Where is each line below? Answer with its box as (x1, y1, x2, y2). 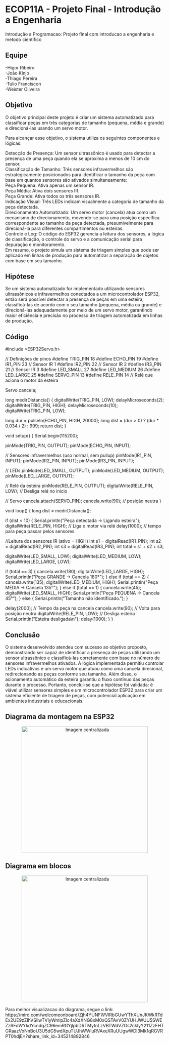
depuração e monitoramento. (5, 242, 66, 248)
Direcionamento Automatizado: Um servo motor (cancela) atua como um (5, 209, 156, 215)
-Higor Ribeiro (5, 64, 35, 70)
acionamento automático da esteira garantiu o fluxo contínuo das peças (5, 676, 154, 682)
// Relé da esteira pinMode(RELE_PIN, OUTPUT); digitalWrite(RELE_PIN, (5, 483, 154, 489)
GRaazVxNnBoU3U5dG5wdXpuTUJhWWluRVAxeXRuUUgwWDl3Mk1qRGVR (5, 1028, 163, 1034)
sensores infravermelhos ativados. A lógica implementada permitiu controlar (5, 660, 164, 666)
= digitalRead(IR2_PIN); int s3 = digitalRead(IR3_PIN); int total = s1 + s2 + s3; (5, 543, 164, 550)
